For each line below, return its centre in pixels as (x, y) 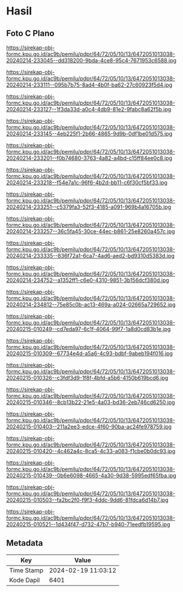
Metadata (25, 543)
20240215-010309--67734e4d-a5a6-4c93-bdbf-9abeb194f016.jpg (89, 353)
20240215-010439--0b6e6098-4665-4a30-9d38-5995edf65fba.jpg (91, 475)
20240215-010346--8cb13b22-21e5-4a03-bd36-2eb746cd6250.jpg (91, 402)
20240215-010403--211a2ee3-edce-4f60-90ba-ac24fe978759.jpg (89, 427)
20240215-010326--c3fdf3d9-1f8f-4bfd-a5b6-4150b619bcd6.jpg (87, 378)
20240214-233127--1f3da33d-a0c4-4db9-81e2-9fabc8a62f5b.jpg (89, 109)
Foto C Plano (30, 33)
